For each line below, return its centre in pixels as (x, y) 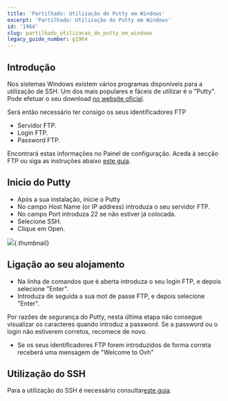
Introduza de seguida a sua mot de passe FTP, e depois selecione (111, 296)
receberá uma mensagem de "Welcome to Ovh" (85, 352)
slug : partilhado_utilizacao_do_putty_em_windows (80, 33)
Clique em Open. (41, 228)
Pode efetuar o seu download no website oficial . (76, 98)
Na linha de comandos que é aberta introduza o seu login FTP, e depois (119, 281)
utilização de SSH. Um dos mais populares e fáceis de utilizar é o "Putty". (112, 91)
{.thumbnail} (32, 243)
